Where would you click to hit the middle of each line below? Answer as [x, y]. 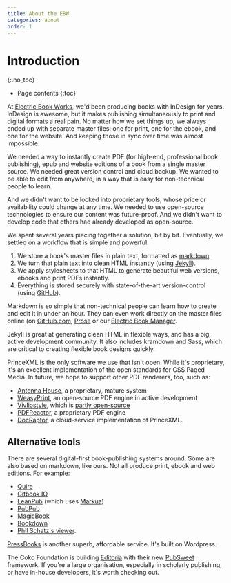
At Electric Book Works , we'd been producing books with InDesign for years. [116, 107]
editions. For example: [39, 473]
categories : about [33, 20]
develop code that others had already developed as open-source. [100, 222]
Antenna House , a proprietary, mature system [82, 391]
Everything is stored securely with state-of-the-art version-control [111, 285]
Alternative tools [44, 441]
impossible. [23, 143]
